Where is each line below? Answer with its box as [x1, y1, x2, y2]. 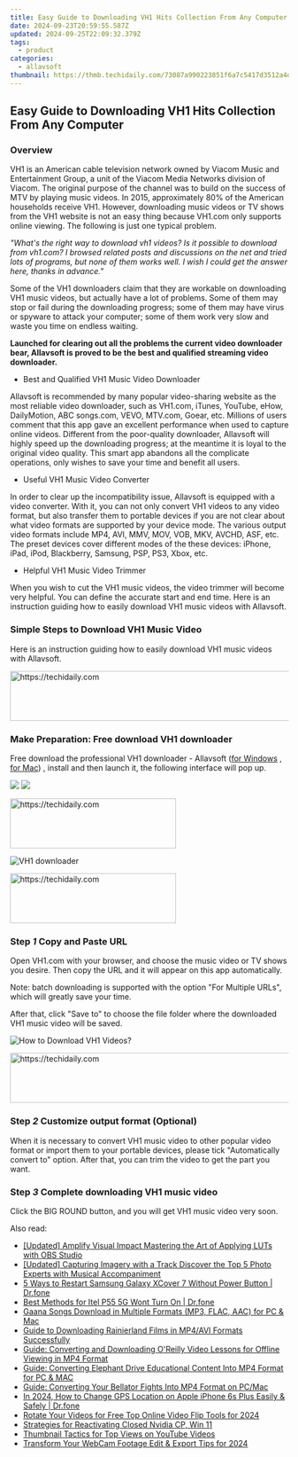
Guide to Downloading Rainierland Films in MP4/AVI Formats [22, 1325, 243, 1336]
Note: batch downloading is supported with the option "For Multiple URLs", [10, 982, 282, 993]
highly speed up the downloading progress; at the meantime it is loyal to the [10, 438, 287, 449]
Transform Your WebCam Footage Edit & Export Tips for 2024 [22, 1437, 248, 1448]
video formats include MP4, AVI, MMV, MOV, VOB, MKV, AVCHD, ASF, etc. [10, 529, 279, 540]
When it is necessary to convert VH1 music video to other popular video [10, 1135, 271, 1146]
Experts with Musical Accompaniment [22, 1268, 162, 1279]
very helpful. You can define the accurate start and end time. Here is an [10, 591, 271, 603]
